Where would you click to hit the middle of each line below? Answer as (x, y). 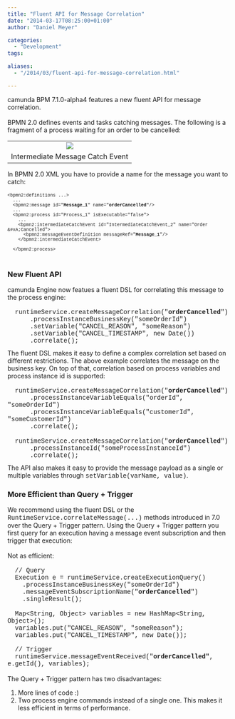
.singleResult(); (53, 599)
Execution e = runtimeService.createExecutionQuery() (110, 578)
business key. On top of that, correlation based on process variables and (114, 368)
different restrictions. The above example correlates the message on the (113, 361)
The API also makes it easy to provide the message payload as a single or (115, 468)
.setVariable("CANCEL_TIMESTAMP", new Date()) (112, 334)
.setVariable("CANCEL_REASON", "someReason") (110, 327)
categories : (25, 40)
